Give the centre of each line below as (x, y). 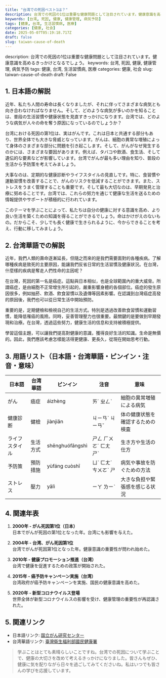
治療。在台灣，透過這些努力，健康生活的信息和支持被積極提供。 (79, 322)
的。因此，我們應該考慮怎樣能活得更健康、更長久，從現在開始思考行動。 (79, 339)
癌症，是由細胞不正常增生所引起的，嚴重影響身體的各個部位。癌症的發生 (83, 287)
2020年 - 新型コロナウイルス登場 (46, 593)
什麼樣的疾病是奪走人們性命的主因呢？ (44, 271)
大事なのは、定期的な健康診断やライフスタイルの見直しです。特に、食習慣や (83, 175)
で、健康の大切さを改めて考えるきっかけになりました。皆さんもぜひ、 (88, 658)
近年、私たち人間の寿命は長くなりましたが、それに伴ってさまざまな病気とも (83, 104)
